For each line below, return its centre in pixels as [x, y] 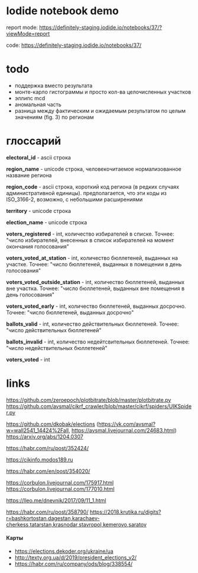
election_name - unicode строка [47, 222]
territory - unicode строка [39, 211]
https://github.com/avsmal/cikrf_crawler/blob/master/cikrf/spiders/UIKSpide [99, 406]
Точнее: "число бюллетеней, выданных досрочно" [70, 312]
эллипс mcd [30, 98]
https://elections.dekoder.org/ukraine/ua [64, 551]
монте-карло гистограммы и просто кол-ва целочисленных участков [103, 92]
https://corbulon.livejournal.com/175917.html [60, 482]
